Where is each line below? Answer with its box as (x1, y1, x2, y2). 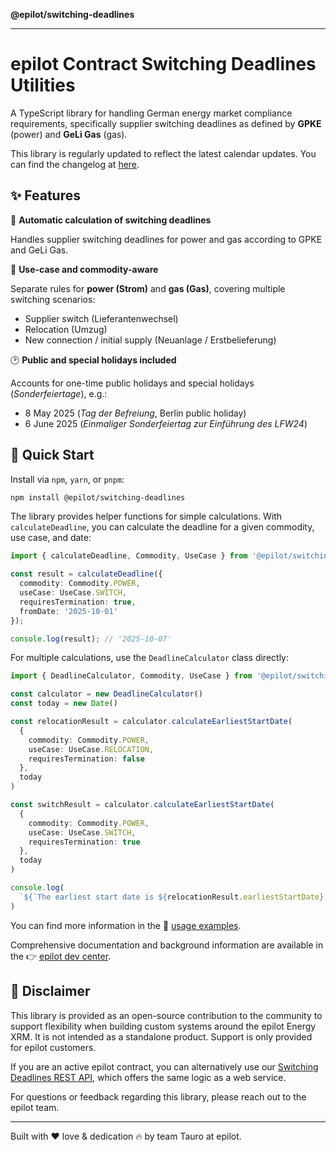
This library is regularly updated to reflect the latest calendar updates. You (10, 147, 317, 159)
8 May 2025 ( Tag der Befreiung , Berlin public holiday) (24, 407, 247, 419)
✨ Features (10, 187, 81, 204)
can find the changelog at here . (10, 158, 140, 170)
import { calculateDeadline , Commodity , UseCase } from (10, 551, 248, 561)
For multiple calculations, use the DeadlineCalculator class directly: (10, 652, 289, 664)
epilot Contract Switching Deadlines (10, 53, 317, 76)
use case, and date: (10, 532, 92, 544)
